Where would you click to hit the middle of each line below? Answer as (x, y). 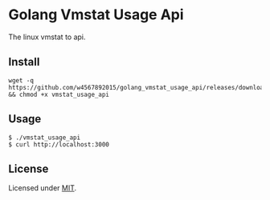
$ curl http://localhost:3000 (59, 144)
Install (24, 62)
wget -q (21, 80)
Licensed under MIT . (43, 188)
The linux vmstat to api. (47, 37)
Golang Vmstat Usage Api (96, 15)
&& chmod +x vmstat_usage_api (59, 94)
